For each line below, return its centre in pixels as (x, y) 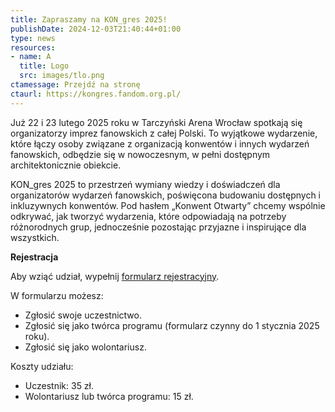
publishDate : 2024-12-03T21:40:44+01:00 (96, 29)
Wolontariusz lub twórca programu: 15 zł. (109, 396)
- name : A (31, 57)
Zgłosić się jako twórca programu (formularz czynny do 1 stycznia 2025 (172, 325)
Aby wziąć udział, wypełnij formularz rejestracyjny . (115, 276)
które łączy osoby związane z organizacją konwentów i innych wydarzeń (160, 143)
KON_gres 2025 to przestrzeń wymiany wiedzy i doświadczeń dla (145, 184)
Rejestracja (34, 257)
